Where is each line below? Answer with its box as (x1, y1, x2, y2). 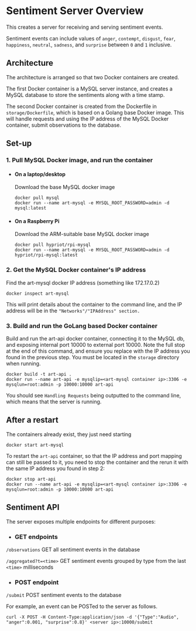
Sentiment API (6, 502, 60, 512)
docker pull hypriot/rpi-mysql (14, 242, 91, 248)
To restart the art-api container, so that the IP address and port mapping (6, 452, 183, 459)
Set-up (6, 139, 32, 149)
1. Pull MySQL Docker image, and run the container (6, 156, 153, 164)
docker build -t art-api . (6, 372, 72, 377)
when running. (6, 360, 41, 367)
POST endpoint (14, 578, 59, 586)
